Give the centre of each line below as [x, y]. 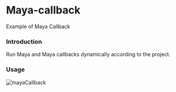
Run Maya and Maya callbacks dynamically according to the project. [88, 54]
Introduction [24, 42]
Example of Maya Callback [38, 26]
